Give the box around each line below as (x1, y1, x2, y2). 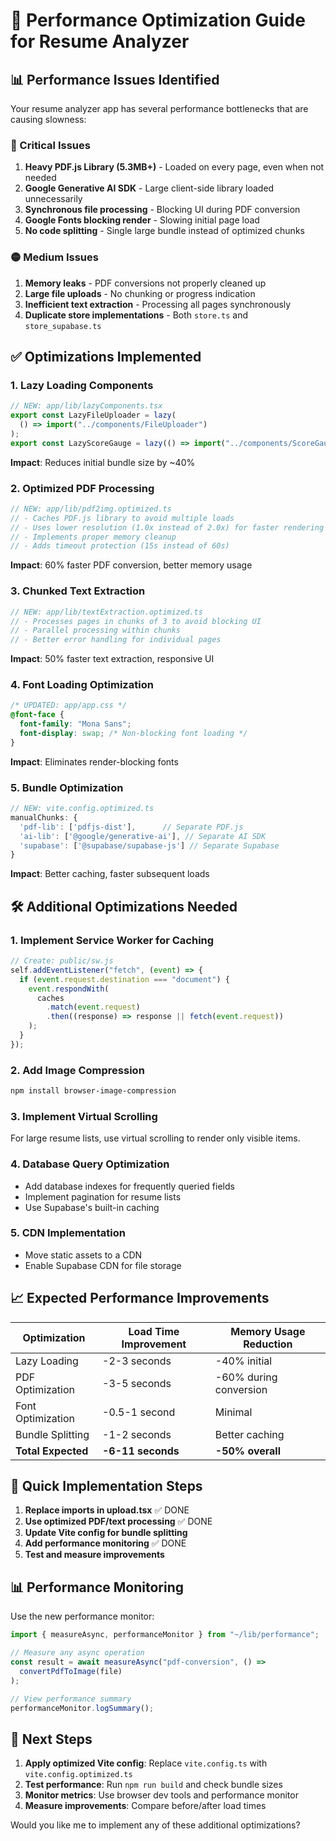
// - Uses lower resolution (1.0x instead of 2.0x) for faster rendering (10, 522, 325, 533)
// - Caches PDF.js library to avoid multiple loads (10, 513, 235, 523)
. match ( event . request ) (46, 1002, 141, 1013)
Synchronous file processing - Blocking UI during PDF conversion (24, 204, 301, 216)
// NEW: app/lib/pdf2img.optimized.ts (10, 504, 172, 514)
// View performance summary (10, 1694, 132, 1704)
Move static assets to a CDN (24, 1249, 143, 1261)
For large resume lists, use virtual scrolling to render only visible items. (10, 1132, 301, 1144)
